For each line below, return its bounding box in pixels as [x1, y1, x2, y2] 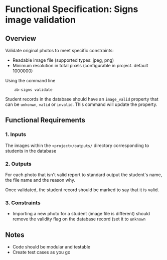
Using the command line [5, 78, 56, 83]
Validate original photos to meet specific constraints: [5, 48, 114, 53]
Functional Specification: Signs [5, 4, 138, 15]
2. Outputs [5, 160, 32, 167]
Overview [5, 34, 37, 43]
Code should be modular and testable [12, 244, 91, 250]
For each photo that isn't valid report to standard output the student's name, [5, 172, 162, 178]
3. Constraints [5, 199, 41, 206]
